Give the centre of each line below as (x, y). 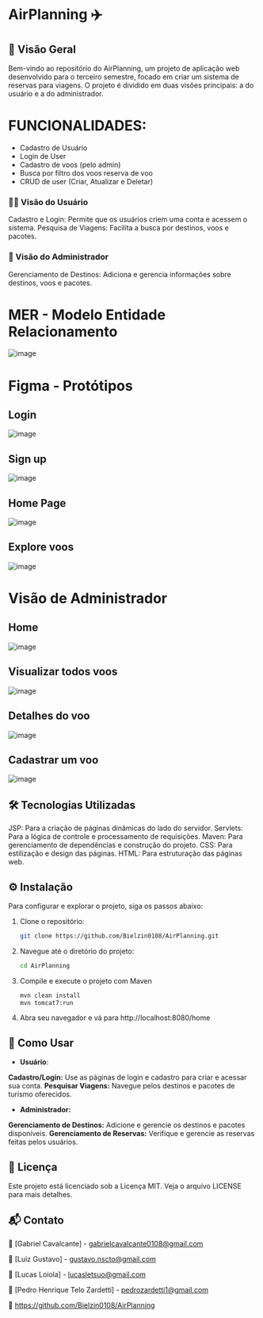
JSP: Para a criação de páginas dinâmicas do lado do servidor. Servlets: (126, 828)
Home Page (37, 503)
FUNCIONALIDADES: (78, 126)
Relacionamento (63, 332)
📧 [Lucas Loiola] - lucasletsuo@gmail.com (77, 1274)
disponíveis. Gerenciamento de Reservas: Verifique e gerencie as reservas (131, 1134)
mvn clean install (50, 995)
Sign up (28, 459)
